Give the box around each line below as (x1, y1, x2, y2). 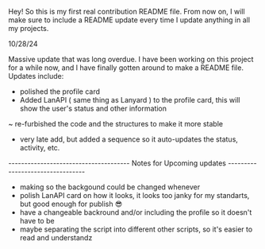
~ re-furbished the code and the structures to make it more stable (8, 119, 224, 128)
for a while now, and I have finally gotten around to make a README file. (8, 63, 244, 72)
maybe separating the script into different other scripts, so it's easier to (19, 224, 253, 234)
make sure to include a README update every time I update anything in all (8, 15, 251, 25)
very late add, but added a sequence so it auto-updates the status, (19, 134, 238, 144)
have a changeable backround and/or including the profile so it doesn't (19, 208, 252, 217)
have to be (19, 216, 55, 225)
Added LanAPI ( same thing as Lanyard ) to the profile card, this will (19, 95, 240, 104)
